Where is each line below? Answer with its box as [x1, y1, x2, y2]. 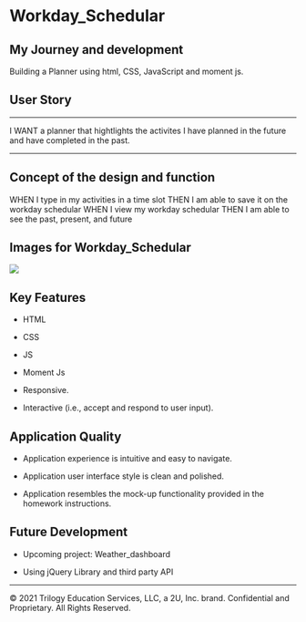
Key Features [9, 289, 87, 306]
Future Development [9, 524, 128, 540]
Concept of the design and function [9, 170, 216, 185]
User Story [9, 92, 72, 108]
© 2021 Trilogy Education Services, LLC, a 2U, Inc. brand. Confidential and [9, 592, 290, 603]
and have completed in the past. [9, 134, 130, 146]
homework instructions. [22, 498, 112, 509]
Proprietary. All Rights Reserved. [9, 602, 131, 613]
